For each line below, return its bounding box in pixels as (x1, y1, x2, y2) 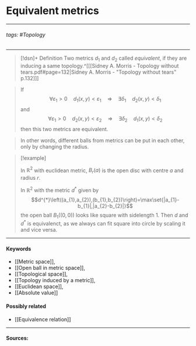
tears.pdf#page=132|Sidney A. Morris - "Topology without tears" (20, 68, 177, 76)
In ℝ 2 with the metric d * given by (20, 186, 99, 194)
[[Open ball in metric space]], (14, 265, 86, 272)
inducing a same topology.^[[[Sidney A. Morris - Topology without (20, 62, 179, 69)
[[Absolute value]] (14, 289, 58, 296)
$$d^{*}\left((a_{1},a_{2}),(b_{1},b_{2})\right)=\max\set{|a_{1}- (31, 196, 180, 203)
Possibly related (6, 303, 47, 310)
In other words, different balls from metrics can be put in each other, (20, 136, 185, 144)
